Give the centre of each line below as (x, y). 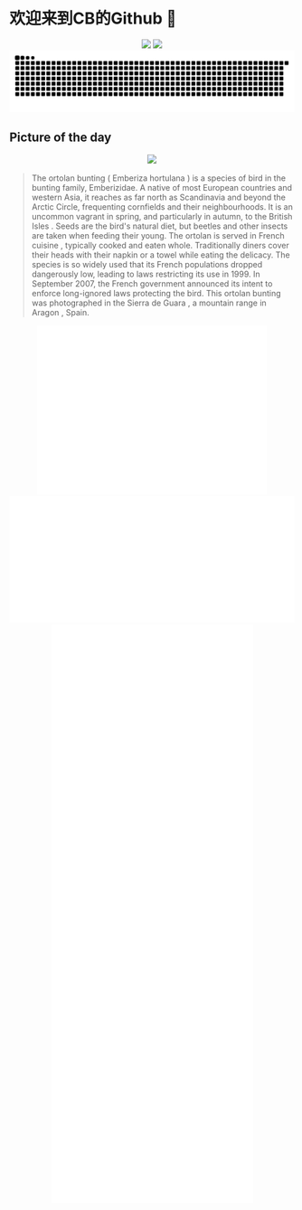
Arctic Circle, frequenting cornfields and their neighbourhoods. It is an (162, 206)
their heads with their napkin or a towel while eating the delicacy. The (161, 255)
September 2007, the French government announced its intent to (152, 283)
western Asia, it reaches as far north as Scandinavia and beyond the (159, 197)
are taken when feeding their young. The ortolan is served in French (158, 235)
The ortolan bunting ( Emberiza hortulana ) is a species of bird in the (159, 178)
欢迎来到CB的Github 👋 (93, 19)
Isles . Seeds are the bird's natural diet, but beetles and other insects (160, 226)
